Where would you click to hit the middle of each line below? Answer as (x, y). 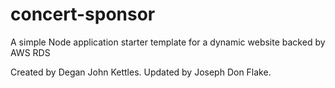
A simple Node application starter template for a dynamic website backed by (168, 42)
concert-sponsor (83, 14)
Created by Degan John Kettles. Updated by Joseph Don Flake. (141, 72)
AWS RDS (30, 52)
